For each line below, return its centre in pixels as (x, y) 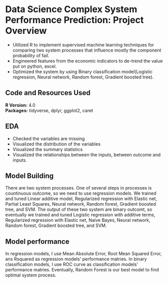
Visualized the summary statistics (48, 149)
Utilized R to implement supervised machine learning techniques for (83, 44)
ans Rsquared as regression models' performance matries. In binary (76, 259)
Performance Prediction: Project (75, 20)
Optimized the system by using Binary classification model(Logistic (82, 71)
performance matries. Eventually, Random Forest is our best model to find (82, 270)
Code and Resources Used (48, 93)
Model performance (37, 241)
